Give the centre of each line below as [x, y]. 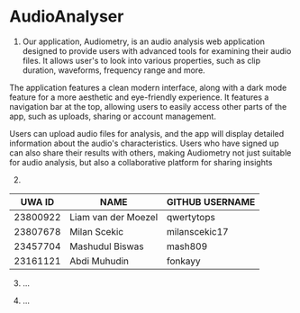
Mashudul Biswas [107, 246]
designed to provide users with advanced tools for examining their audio [157, 50]
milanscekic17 [197, 231]
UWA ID [37, 201]
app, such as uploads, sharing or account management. [113, 116]
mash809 [187, 246]
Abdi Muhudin [99, 261]
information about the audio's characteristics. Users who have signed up [144, 143]
